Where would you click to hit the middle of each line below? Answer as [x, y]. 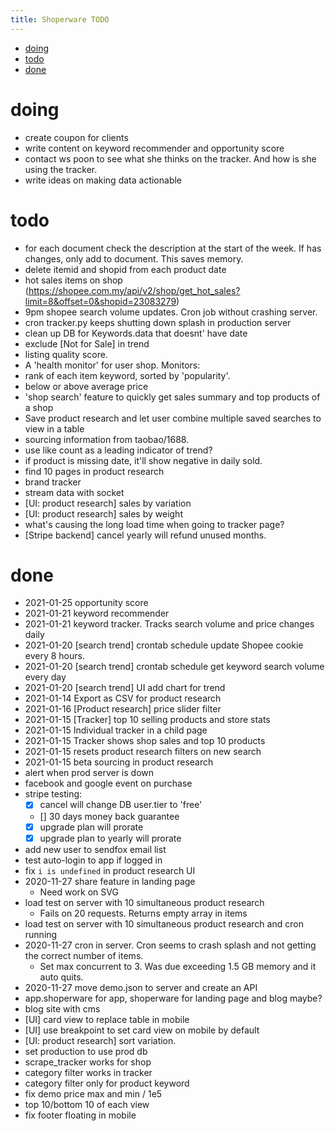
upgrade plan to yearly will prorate [110, 838]
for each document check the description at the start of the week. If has [173, 248]
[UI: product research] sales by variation [108, 503]
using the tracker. [61, 169]
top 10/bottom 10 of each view [87, 1104]
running [41, 934]
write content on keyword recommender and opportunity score [154, 148]
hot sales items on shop [73, 280]
